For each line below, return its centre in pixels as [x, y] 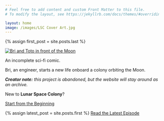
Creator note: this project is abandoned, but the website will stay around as [82, 79]
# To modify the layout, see [35, 14]
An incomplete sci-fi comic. [33, 60]
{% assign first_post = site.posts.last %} [45, 42]
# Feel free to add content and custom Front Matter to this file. [75, 10]
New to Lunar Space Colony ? [35, 94]
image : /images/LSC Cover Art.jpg [40, 27]
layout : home [18, 23]
